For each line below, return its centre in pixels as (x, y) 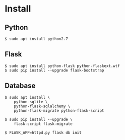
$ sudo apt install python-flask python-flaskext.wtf (62, 66)
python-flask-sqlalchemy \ (42, 106)
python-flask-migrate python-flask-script (59, 111)
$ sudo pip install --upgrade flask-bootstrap (54, 70)
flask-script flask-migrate (43, 124)
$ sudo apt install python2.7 (37, 39)
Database (20, 86)
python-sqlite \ (31, 102)
